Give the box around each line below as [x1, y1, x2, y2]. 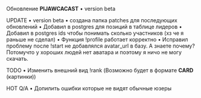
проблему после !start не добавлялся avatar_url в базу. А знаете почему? [6, 42, 195, 49]
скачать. [6, 55, 28, 62]
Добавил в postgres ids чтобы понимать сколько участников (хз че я [6, 29, 184, 37]
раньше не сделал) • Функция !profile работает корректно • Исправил [6, 36, 188, 43]
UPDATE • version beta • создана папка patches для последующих [6, 17, 178, 23]
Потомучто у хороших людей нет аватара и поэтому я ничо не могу [6, 49, 182, 56]
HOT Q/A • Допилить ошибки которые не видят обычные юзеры [6, 85, 172, 92]
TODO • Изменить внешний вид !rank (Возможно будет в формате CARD [6, 67, 194, 74]
